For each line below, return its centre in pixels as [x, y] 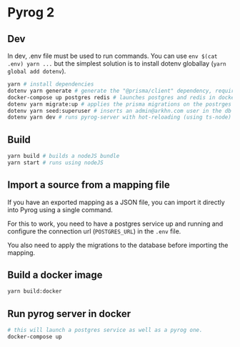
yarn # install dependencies [51, 84]
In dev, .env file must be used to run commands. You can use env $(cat [112, 56]
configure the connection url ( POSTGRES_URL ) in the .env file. [94, 231]
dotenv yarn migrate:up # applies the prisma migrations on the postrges [120, 104]
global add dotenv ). [37, 71]
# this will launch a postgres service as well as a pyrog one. [105, 330]
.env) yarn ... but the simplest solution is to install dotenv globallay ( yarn [117, 64]
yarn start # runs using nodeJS [55, 162]
